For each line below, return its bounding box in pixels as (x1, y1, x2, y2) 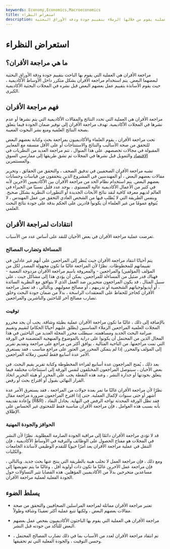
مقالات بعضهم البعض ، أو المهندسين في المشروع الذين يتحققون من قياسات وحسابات (6, 173, 165, 179)
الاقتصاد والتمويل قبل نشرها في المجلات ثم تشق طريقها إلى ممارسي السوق (6, 152, 148, 159)
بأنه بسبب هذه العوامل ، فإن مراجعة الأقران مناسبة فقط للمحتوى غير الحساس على (6, 403, 160, 409)
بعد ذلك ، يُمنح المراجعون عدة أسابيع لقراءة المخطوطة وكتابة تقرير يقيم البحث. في (6, 361, 159, 367)
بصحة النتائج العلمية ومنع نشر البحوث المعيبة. (6, 127, 90, 133)
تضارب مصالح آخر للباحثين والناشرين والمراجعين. (6, 295, 97, 301)
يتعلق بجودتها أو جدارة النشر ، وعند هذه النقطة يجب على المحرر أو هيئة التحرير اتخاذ (6, 371, 162, 377)
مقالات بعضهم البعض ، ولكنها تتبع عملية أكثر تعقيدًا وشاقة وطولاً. (13, 508, 132, 514)
